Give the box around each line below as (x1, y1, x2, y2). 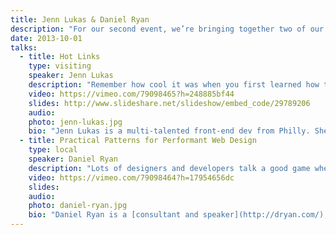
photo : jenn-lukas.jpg (28, 117, 123, 127)
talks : (10, 42, 38, 53)
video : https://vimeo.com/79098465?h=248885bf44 (28, 89, 235, 99)
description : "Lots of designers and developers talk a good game (28, 163, 311, 173)
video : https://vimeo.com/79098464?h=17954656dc (28, 172, 235, 183)
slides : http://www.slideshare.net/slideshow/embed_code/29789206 (28, 98, 311, 108)
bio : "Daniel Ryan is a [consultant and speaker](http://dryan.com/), (28, 210, 329, 220)
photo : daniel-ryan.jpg (28, 201, 128, 211)
